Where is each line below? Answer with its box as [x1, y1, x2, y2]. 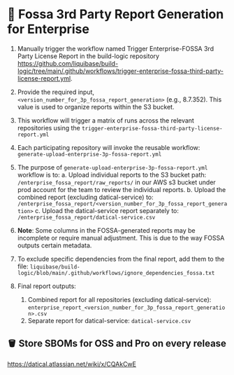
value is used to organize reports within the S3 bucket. [17, 102, 175, 111]
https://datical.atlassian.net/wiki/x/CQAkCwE [7, 360, 136, 368]
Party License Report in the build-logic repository [17, 52, 159, 60]
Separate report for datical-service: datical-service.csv [27, 316, 191, 325]
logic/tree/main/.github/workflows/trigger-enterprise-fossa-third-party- [17, 67, 224, 75]
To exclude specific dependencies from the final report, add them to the [17, 254, 225, 263]
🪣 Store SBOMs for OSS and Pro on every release [7, 338, 227, 350]
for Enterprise [7, 21, 89, 37]
